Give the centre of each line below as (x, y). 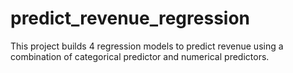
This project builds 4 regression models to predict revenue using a (147, 46)
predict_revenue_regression (130, 18)
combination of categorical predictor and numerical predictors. (140, 56)
